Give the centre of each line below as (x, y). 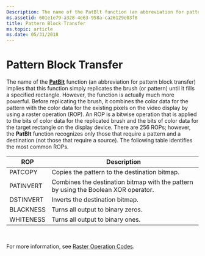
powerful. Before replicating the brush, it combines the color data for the (97, 101)
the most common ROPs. (38, 147)
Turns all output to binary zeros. (97, 210)
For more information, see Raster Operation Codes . (70, 247)
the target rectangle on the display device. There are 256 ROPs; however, (99, 127)
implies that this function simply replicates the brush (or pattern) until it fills (101, 89)
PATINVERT (26, 186)
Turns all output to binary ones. (96, 219)
